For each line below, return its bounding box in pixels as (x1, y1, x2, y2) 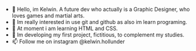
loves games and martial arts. (11, 12, 85, 19)
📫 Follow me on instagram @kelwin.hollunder (11, 38, 125, 45)
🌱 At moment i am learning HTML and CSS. (11, 25, 118, 32)
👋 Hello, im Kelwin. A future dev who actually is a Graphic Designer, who (11, 6, 190, 13)
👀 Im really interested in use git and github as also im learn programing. (11, 19, 188, 25)
